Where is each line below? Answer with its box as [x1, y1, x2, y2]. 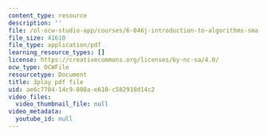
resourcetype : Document [8, 71, 88, 79]
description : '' [8, 19, 62, 27]
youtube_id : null [15, 115, 73, 123]
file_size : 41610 [8, 33, 66, 42]
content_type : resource [8, 11, 88, 20]
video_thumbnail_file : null [15, 100, 109, 108]
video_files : [8, 93, 52, 101]
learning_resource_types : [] [8, 48, 105, 56]
